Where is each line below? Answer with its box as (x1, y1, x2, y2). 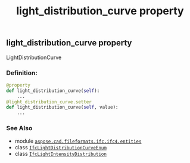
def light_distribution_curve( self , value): (6, 104, 119, 110)
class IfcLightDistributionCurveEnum (14, 144, 107, 151)
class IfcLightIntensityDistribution (14, 150, 107, 158)
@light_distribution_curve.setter (6, 99, 92, 105)
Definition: (6, 69, 38, 77)
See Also (6, 124, 33, 133)
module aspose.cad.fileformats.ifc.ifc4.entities (14, 137, 142, 144)
